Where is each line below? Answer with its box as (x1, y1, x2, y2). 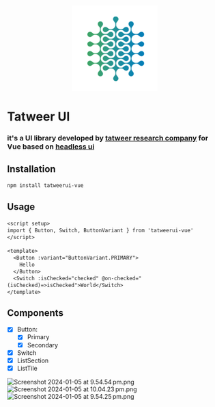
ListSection (16, 356, 49, 365)
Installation (7, 163, 56, 175)
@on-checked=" (101, 275, 142, 282)
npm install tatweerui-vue (7, 182, 84, 189)
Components (7, 307, 63, 319)
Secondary (27, 341, 59, 349)
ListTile (16, 364, 38, 372)
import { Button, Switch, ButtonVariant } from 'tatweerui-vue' (7, 227, 194, 234)
